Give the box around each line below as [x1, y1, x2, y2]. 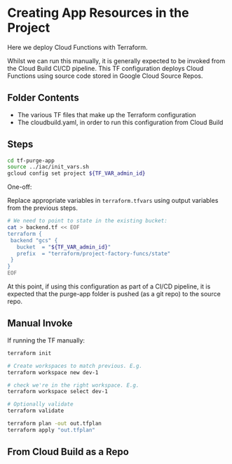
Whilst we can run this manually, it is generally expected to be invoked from [7, 56, 226, 65]
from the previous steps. [7, 204, 79, 212]
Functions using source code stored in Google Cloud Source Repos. [7, 72, 203, 80]
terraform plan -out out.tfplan [7, 420, 102, 427]
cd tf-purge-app [7, 157, 55, 164]
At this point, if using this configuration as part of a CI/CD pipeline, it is [7, 282, 211, 291]
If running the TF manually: [7, 336, 86, 345]
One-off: [7, 183, 32, 191]
